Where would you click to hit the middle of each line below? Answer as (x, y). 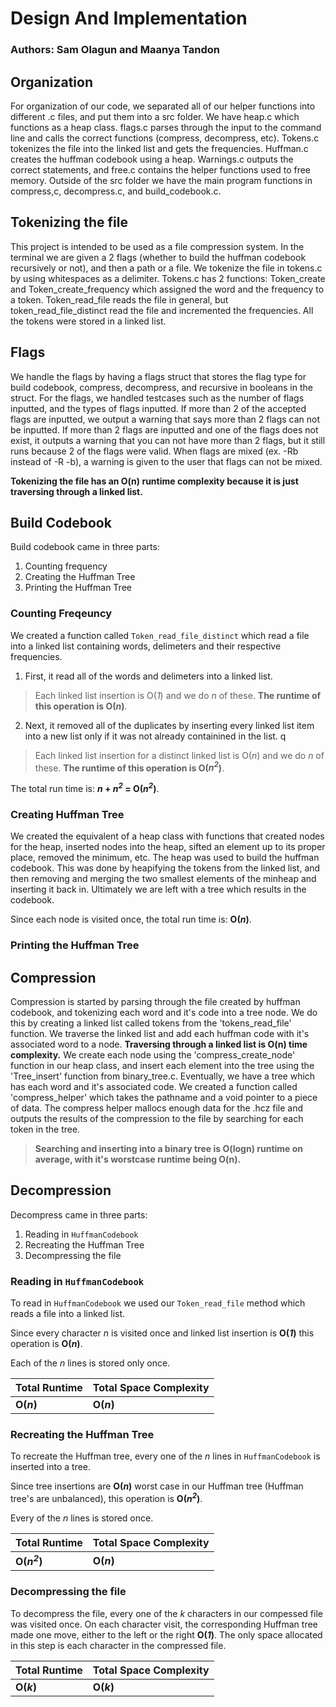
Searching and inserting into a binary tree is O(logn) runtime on (169, 1148)
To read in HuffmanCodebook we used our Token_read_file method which (158, 1303)
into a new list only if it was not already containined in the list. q (155, 736)
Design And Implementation (129, 18)
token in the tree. (45, 1129)
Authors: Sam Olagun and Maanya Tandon (115, 50)
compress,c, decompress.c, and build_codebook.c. (116, 191)
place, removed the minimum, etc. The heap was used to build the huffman (165, 858)
